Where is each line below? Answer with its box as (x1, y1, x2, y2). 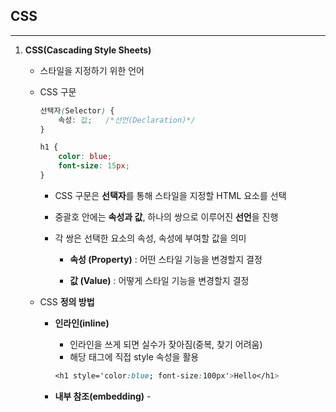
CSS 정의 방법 (39, 295, 95, 308)
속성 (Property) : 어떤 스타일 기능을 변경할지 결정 (69, 253, 263, 265)
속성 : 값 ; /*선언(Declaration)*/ (58, 115, 196, 125)
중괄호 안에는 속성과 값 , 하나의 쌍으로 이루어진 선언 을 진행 (54, 210, 279, 223)
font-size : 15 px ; (58, 161, 130, 171)
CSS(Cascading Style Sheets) (24, 44, 152, 56)
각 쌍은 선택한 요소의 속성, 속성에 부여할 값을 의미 (54, 232, 247, 244)
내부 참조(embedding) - (54, 390, 152, 402)
